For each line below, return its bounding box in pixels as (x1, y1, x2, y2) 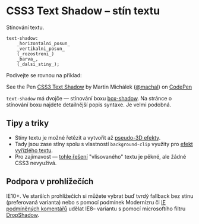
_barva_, (17, 56, 39, 62)
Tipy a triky (6, 118, 49, 128)
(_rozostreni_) (17, 51, 55, 57)
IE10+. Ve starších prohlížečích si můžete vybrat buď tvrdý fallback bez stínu (6, 192, 194, 200)
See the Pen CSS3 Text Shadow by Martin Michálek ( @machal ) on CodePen (6, 83, 192, 90)
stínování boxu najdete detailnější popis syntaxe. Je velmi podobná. (6, 101, 172, 108)
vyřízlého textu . (14, 147, 53, 154)
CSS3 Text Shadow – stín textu (6, 4, 160, 18)
